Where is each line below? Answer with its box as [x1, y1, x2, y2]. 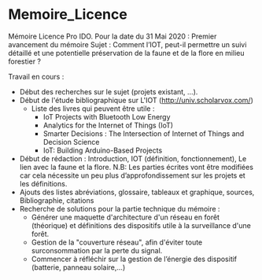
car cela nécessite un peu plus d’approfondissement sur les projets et [19, 171, 245, 180]
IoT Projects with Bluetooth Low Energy [42, 112, 171, 121]
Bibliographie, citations [19, 195, 94, 205]
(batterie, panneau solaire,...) [31, 262, 126, 272]
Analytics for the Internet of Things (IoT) [42, 120, 174, 130]
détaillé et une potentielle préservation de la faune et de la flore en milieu [8, 48, 245, 57]
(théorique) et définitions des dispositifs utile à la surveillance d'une [31, 220, 252, 230]
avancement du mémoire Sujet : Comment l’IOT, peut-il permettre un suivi [8, 39, 247, 49]
